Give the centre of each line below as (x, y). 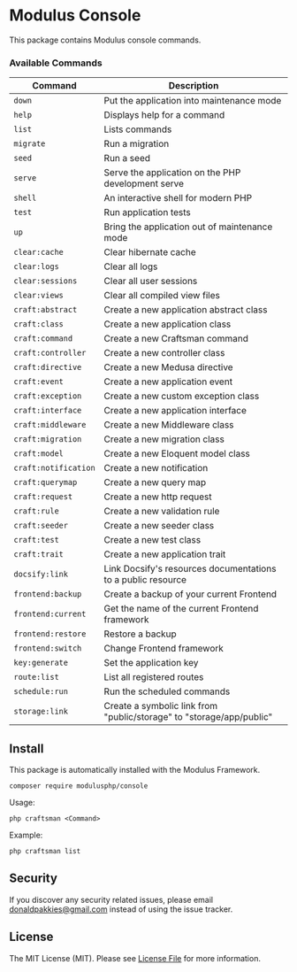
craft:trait (39, 555)
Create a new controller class (164, 353)
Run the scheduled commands (167, 691)
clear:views (39, 296)
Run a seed (127, 158)
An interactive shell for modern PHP (178, 198)
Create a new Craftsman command (176, 339)
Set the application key (151, 663)
